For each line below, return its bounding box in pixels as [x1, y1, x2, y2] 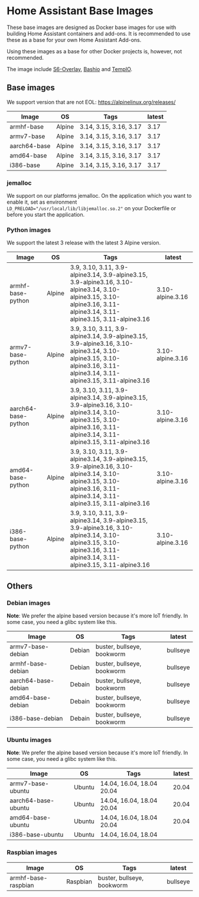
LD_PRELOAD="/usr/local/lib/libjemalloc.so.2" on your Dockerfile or [6, 205, 177, 212]
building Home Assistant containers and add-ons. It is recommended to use [6, 30, 191, 37]
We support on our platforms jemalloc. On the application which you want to [6, 192, 192, 200]
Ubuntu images [6, 735, 52, 744]
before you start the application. [6, 211, 85, 218]
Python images [6, 226, 51, 234]
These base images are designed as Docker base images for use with [6, 24, 177, 31]
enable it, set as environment [6, 198, 77, 205]
